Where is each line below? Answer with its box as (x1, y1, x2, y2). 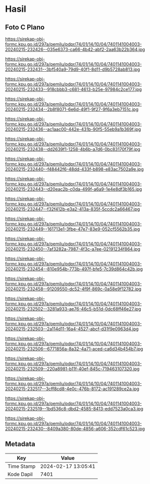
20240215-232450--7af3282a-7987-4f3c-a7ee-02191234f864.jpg (5, 246, 141, 252)
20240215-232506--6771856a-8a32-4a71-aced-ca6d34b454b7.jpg (5, 346, 144, 352)
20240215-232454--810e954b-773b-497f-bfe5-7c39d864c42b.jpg (5, 266, 143, 272)
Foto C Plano (5, 23, 45, 31)
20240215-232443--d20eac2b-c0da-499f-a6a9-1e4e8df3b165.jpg (5, 186, 142, 192)
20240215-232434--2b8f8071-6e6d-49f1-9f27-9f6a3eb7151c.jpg (5, 107, 139, 112)
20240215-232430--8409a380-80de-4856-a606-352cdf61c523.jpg (5, 426, 145, 431)
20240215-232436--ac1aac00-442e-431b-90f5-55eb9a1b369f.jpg (5, 126, 141, 132)
